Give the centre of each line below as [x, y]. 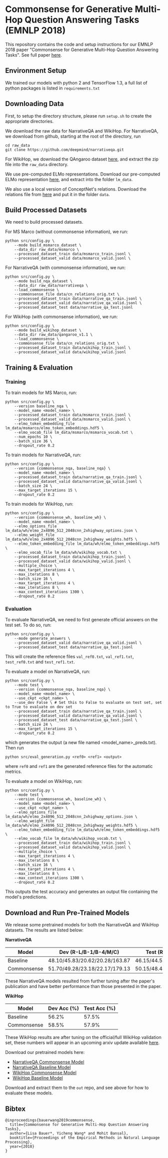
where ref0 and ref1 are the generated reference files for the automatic [79, 766]
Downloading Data [34, 104]
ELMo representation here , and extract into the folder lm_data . [69, 179]
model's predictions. [26, 897]
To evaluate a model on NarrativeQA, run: [48, 672]
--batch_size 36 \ [33, 441]
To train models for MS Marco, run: [41, 393]
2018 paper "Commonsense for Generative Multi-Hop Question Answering [82, 50]
